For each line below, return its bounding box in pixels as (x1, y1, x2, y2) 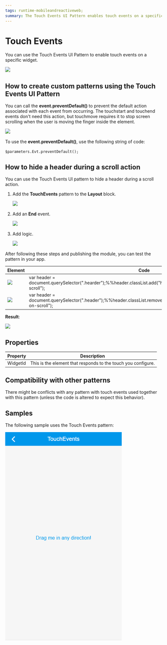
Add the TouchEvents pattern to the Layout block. (12, 191, 116, 197)
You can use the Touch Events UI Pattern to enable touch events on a (5, 52, 147, 58)
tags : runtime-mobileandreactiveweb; (5, 8, 83, 13)
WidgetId (7, 360, 26, 366)
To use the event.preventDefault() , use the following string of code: (5, 139, 145, 145)
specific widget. (5, 57, 38, 63)
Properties (5, 338, 39, 346)
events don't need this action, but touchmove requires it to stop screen (5, 114, 151, 120)
